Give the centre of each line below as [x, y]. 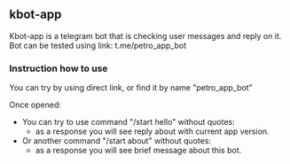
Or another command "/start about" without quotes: [116, 141]
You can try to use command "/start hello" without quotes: [128, 122]
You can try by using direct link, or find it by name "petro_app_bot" [131, 88]
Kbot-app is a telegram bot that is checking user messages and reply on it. [145, 35]
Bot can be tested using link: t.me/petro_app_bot [98, 45]
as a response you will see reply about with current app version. [152, 131]
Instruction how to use [59, 68]
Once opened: [35, 105]
